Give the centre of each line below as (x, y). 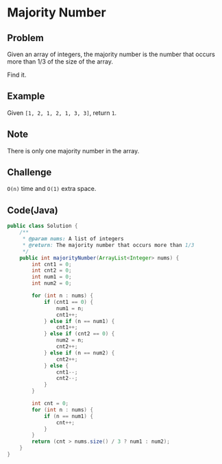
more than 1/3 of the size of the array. (60, 62)
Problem (26, 38)
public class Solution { (42, 226)
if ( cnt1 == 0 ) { (69, 302)
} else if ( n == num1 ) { (79, 321)
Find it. (17, 75)
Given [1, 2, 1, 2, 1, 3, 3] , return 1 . (62, 113)
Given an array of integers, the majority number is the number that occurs (111, 54)
